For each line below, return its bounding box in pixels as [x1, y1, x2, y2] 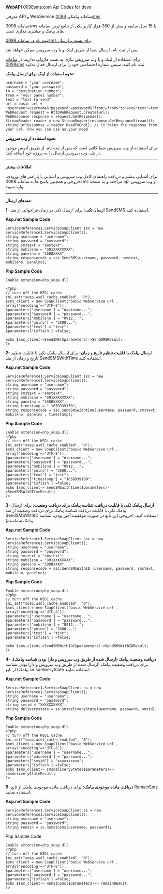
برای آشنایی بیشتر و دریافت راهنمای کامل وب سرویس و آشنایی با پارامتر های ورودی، [5, 173, 158, 179]
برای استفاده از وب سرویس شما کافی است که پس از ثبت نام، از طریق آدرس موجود [5, 145, 158, 150]
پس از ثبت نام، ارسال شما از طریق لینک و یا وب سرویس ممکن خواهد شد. [5, 47, 139, 52]
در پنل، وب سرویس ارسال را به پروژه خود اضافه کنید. [5, 150, 102, 156]
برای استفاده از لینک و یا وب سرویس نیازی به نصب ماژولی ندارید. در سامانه [5, 56, 141, 62]
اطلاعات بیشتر [5, 164, 32, 169]
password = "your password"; [5, 84, 64, 89]
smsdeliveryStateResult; [5, 771, 56, 776]
